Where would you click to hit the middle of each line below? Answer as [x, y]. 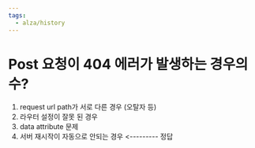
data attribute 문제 [49, 127]
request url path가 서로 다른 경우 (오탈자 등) [88, 107]
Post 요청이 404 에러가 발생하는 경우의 [128, 64]
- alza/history [40, 23]
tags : [17, 15]
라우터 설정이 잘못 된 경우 [59, 117]
